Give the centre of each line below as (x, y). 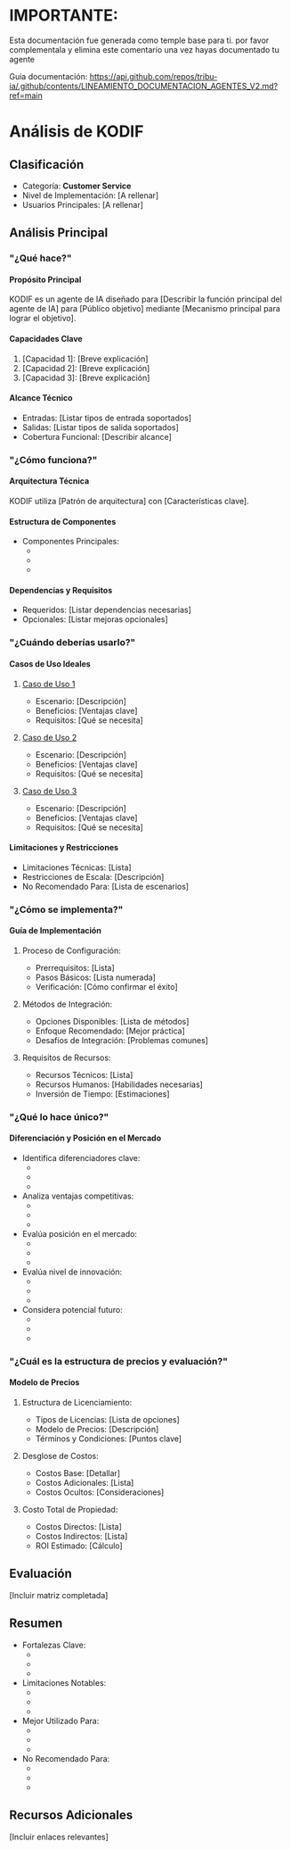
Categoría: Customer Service (77, 186)
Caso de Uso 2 (49, 737)
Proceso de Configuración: (72, 950)
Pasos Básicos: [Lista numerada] (95, 977)
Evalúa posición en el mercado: (80, 1233)
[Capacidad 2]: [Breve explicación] (86, 368)
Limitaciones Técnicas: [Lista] (77, 867)
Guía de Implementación (56, 931)
